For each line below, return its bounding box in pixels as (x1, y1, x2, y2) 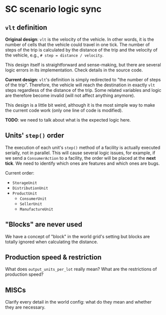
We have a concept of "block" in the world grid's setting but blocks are (5, 233, 150, 239)
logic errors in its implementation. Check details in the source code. (5, 67, 143, 73)
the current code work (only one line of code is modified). (5, 108, 123, 113)
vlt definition (5, 23, 48, 32)
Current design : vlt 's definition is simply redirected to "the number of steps (5, 77, 161, 82)
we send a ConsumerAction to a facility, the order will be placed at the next (5, 155, 156, 161)
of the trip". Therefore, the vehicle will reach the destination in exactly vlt (5, 82, 155, 88)
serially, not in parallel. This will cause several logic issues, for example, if (5, 150, 156, 156)
